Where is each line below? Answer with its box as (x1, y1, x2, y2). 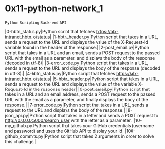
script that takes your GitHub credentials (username (49, 122, 154, 128)
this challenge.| (5, 138, 36, 144)
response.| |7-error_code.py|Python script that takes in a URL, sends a (5, 102, 149, 108)
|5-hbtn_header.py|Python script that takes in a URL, (52, 76, 159, 82)
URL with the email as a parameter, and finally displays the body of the (5, 96, 149, 102)
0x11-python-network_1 (5, 3, 103, 14)
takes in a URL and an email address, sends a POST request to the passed (5, 91, 156, 97)
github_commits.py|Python (5, 133, 60, 139)
